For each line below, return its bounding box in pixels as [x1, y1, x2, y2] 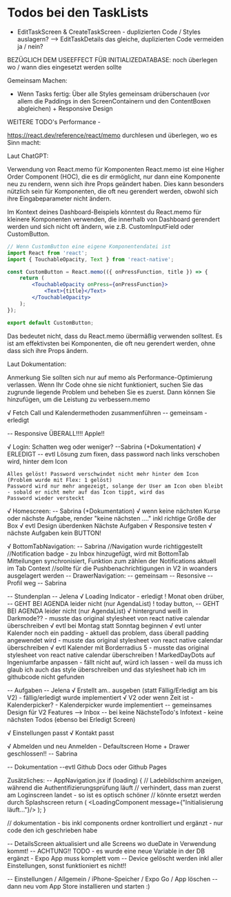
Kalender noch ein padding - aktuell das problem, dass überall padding [7, 629, 209, 637]
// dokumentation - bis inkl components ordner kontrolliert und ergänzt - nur [7, 818, 223, 827]
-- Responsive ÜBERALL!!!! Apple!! [7, 429, 105, 437]
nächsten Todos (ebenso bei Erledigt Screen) [7, 715, 136, 723]
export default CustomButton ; [7, 319, 94, 326]
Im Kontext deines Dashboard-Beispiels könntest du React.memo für [7, 208, 202, 216]
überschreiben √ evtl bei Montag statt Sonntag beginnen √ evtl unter [7, 621, 202, 629]
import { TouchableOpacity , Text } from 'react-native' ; [7, 256, 174, 263]
